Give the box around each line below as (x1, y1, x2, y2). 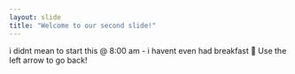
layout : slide (9, 12, 62, 22)
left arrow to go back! (9, 55, 88, 65)
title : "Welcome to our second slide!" (9, 21, 157, 30)
